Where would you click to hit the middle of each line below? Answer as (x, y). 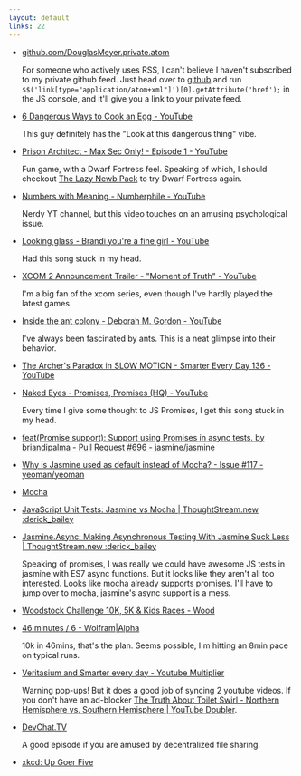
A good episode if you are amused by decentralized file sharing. (141, 744)
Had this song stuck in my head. (81, 258)
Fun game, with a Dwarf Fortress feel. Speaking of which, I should (144, 169)
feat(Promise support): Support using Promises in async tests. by (143, 437)
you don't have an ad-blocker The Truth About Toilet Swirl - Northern (150, 700)
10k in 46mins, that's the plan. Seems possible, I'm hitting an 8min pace (155, 645)
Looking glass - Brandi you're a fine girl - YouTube (115, 240)
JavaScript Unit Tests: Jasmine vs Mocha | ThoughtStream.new (140, 509)
